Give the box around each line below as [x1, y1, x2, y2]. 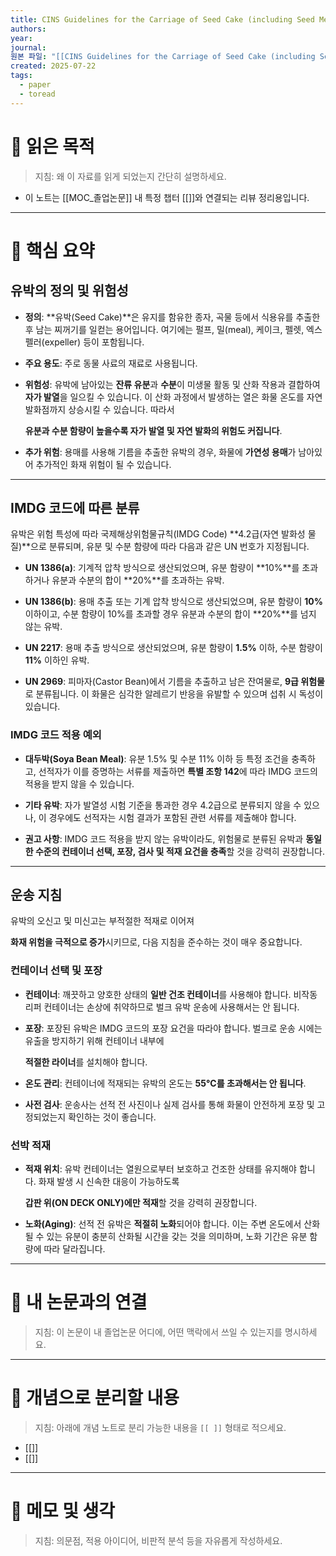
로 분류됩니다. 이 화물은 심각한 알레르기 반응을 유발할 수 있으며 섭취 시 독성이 [24, 688, 324, 700]
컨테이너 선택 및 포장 [10, 964, 103, 978]
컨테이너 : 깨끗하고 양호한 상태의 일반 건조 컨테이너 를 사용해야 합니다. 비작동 [24, 988, 318, 1000]
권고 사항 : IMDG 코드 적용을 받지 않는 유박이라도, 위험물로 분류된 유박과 [24, 832, 304, 845]
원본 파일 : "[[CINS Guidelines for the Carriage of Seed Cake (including [10, 52, 316, 62]
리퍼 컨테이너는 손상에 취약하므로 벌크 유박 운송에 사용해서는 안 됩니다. [24, 1001, 300, 1013]
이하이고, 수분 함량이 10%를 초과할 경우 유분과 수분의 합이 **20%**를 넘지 [24, 608, 317, 620]
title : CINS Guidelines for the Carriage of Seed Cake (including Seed [10, 14, 315, 25]
